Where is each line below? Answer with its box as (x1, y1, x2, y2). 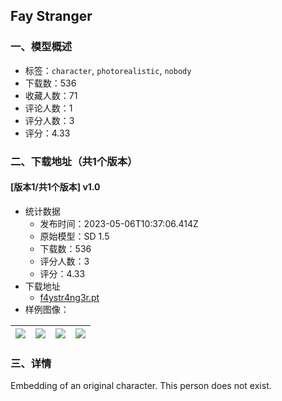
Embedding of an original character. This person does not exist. (10, 380, 272, 392)
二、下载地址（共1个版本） (10, 154, 138, 168)
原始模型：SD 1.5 (39, 230, 110, 242)
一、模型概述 (10, 40, 73, 54)
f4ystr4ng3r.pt (39, 291, 100, 303)
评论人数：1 (24, 102, 73, 114)
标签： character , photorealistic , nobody (24, 64, 192, 76)
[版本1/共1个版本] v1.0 (10, 181, 101, 193)
